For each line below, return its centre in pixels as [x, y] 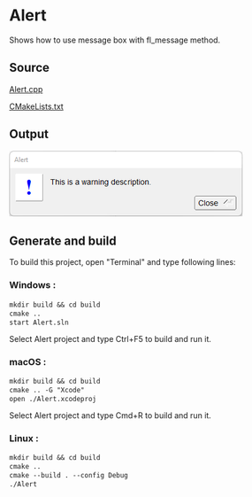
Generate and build [63, 241]
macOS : [28, 361]
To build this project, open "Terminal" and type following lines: [122, 262]
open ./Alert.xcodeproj [53, 399]
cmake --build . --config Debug [69, 476]
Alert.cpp [26, 89]
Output [29, 134]
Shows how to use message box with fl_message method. [115, 40]
